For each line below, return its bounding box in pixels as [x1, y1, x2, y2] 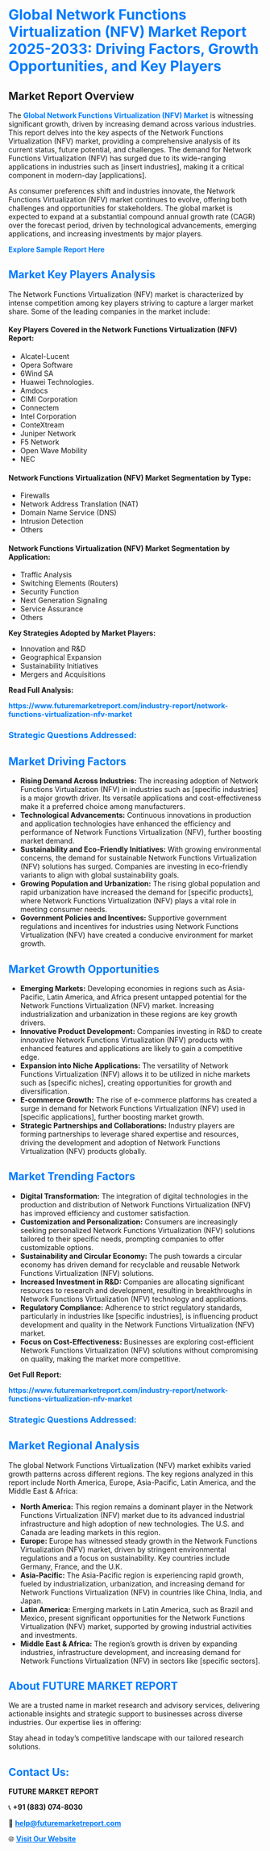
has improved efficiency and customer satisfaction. [19, 1208, 191, 1218]
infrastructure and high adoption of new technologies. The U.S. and [19, 1519, 244, 1528]
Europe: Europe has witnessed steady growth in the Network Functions [19, 1536, 258, 1545]
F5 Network [19, 437, 60, 447]
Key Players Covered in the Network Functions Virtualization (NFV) [8, 325, 238, 335]
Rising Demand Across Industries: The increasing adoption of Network [19, 776, 259, 786]
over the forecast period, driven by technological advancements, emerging [8, 220, 257, 230]
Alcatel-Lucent [19, 352, 70, 361]
